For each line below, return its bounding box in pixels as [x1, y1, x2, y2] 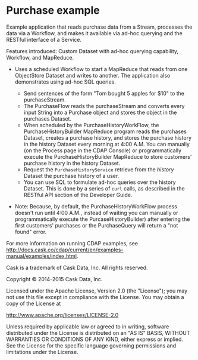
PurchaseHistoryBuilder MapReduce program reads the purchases [23, 128, 187, 135]
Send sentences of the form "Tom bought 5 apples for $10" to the [23, 90, 184, 97]
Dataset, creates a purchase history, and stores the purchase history [23, 134, 192, 141]
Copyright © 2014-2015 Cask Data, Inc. [6, 275, 103, 282]
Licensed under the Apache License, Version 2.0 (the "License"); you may [6, 287, 188, 294]
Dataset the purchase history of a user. [23, 172, 120, 179]
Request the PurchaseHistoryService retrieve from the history [23, 165, 174, 173]
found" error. [14, 228, 47, 235]
